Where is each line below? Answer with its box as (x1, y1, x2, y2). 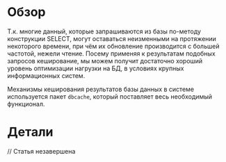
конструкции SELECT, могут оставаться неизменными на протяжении (7, 34, 217, 42)
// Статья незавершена (7, 147, 76, 155)
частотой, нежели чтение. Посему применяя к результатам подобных (7, 49, 216, 58)
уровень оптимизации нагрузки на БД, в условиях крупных (7, 64, 184, 72)
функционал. (7, 99, 45, 108)
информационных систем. (7, 71, 86, 80)
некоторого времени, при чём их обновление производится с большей (7, 42, 220, 50)
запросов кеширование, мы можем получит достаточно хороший (7, 56, 203, 65)
